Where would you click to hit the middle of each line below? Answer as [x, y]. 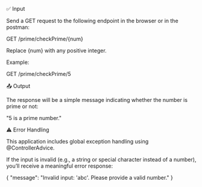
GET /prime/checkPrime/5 [39, 74]
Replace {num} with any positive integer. [56, 50]
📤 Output [18, 86]
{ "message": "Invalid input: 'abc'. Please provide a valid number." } [90, 178]
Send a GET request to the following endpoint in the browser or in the [93, 21]
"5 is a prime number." [34, 118]
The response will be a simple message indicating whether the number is [97, 100]
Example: [18, 62]
